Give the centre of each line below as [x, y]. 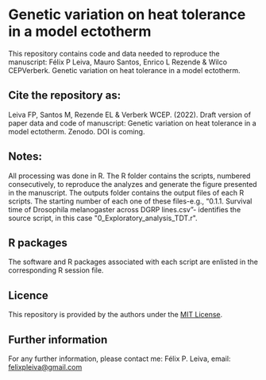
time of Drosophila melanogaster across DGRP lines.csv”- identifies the [125, 209]
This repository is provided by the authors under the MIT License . [116, 315]
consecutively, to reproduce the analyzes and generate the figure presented [133, 184]
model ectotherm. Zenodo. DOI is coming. [77, 131]
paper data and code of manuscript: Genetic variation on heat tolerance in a [132, 123]
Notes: [25, 157]
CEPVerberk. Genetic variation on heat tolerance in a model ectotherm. [124, 70]
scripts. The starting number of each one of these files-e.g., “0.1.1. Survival [130, 201]
